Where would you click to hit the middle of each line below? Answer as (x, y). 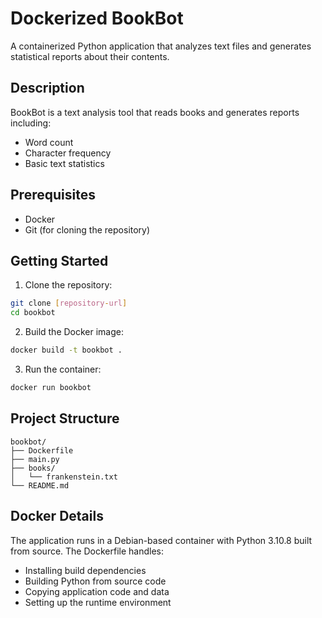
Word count (49, 142)
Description (47, 88)
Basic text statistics (64, 163)
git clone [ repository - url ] (69, 303)
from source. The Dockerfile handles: (87, 551)
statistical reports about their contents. (90, 56)
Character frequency (68, 153)
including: (31, 123)
